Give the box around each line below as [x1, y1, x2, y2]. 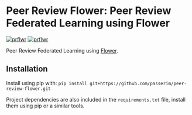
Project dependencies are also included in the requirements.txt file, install [6, 96, 186, 103]
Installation [6, 64, 48, 74]
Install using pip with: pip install [6, 79, 88, 86]
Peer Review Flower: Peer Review [6, 4, 172, 18]
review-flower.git [6, 86, 51, 92]
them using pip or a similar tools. [6, 102, 85, 109]
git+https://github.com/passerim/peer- [90, 81, 187, 86]
